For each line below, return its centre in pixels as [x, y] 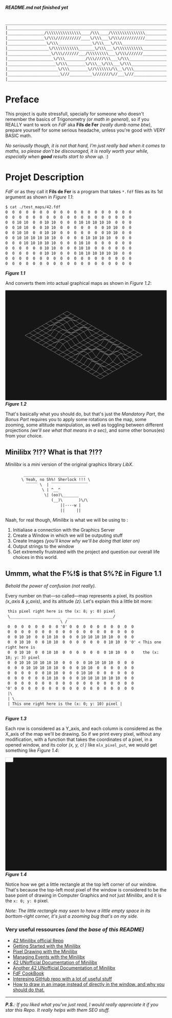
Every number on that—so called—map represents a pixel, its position [79, 596]
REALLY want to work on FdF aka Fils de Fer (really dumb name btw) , [79, 124]
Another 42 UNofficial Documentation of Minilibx [64, 968]
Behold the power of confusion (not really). [51, 586]
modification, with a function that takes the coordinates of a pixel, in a [79, 739]
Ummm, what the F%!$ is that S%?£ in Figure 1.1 [83, 574]
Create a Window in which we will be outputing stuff [68, 535]
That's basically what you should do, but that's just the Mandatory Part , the [85, 414]
